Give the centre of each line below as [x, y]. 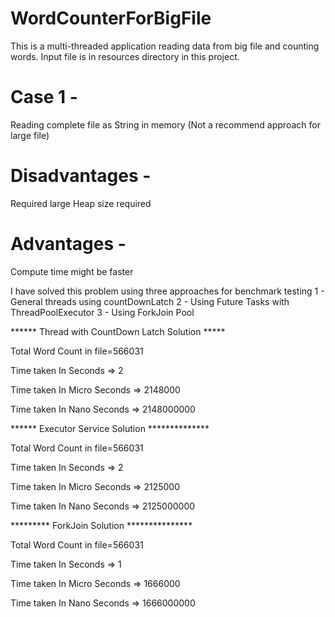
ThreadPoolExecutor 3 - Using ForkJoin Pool [102, 312]
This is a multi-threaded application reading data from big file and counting [165, 46]
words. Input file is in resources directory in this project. [125, 56]
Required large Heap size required [81, 203]
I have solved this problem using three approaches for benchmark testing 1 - [167, 291]
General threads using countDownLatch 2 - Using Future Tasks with [150, 301]
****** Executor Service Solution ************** [110, 428]
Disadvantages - [81, 176]
